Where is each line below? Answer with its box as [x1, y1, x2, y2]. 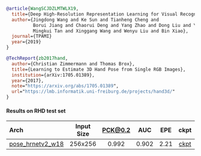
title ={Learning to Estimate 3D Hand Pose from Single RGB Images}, [11, 66, 186, 72]
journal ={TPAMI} [11, 33, 52, 39]
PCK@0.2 [102, 126, 130, 134]
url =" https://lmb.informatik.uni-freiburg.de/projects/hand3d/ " [11, 88, 175, 95]
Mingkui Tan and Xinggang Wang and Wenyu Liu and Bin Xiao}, [32, 27, 188, 34]
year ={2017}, [11, 78, 44, 84]
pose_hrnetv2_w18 [9, 140, 64, 148]
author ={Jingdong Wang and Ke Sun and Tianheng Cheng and [11, 17, 160, 23]
